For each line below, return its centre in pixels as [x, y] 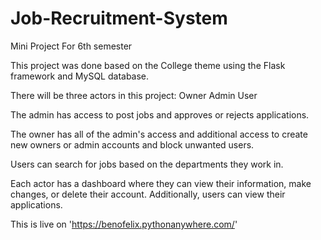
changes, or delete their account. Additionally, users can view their [148, 194]
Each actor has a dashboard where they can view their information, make [161, 183]
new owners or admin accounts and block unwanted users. [132, 144]
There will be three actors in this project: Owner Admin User [134, 95]
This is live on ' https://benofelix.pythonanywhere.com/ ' [124, 224]
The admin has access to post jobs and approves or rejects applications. [160, 114]
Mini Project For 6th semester [71, 46]
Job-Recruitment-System [119, 18]
